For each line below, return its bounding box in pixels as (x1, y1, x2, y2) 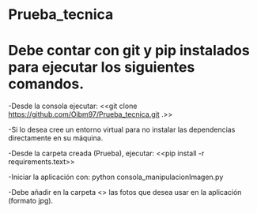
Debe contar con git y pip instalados (8, 42, 251, 60)
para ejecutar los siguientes (8, 58, 195, 77)
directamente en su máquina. (8, 133, 104, 143)
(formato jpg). (8, 196, 54, 206)
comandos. (8, 75, 85, 93)
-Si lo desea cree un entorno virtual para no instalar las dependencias (8, 125, 236, 135)
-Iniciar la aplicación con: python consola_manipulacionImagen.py (8, 172, 224, 182)
